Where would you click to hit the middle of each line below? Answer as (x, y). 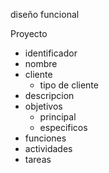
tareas (38, 159)
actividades (48, 148)
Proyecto (29, 33)
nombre (41, 63)
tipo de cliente (69, 85)
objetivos (43, 106)
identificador (51, 53)
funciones (45, 138)
